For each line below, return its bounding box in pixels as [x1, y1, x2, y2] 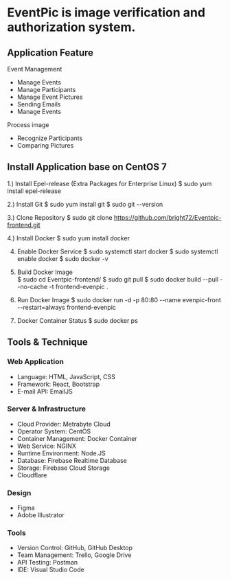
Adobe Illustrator [16, 511, 65, 519]
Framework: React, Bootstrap [16, 380, 100, 388]
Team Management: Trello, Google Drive [16, 551, 132, 559]
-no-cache [16, 282, 48, 291]
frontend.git [7, 220, 41, 229]
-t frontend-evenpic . [49, 282, 108, 291]
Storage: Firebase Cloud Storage [16, 464, 110, 472]
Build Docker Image [16, 268, 73, 276]
